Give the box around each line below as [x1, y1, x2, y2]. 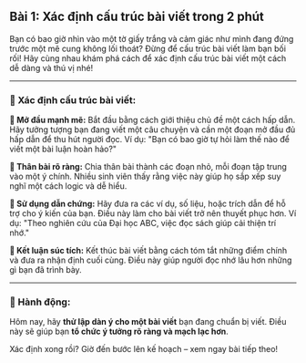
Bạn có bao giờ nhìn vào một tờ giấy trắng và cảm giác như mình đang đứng [9, 33, 294, 44]
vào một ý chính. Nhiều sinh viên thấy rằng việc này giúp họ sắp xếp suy [9, 171, 281, 182]
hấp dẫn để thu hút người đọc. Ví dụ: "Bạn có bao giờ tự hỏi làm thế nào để [9, 134, 290, 145]
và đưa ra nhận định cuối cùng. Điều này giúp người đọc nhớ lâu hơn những [9, 254, 292, 265]
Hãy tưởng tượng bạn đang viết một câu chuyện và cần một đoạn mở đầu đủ [9, 124, 296, 135]
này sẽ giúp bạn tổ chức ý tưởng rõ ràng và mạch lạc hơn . [9, 326, 229, 337]
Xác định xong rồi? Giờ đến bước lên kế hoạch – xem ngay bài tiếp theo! [9, 344, 279, 355]
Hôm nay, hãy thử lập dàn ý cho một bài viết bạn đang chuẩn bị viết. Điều [9, 316, 287, 327]
